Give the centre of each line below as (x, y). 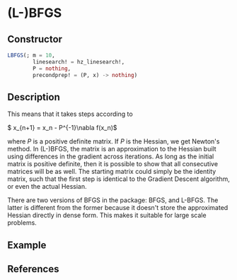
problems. (22, 223)
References (33, 269)
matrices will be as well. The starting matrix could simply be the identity (112, 172)
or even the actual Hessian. (47, 187)
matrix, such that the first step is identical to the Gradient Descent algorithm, (118, 179)
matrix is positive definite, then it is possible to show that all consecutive (112, 164)
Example (27, 245)
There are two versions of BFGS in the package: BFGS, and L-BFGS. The (113, 200)
